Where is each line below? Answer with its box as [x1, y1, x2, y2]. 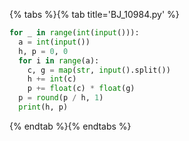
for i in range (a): [18, 55, 100, 66]
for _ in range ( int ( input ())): [9, 28, 140, 38]
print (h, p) [18, 102, 69, 112]
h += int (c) [27, 74, 77, 84]
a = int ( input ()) [18, 37, 91, 47]
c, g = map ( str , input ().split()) [27, 65, 171, 75]
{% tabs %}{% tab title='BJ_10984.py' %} [9, 9, 180, 20]
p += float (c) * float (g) [27, 84, 136, 94]
